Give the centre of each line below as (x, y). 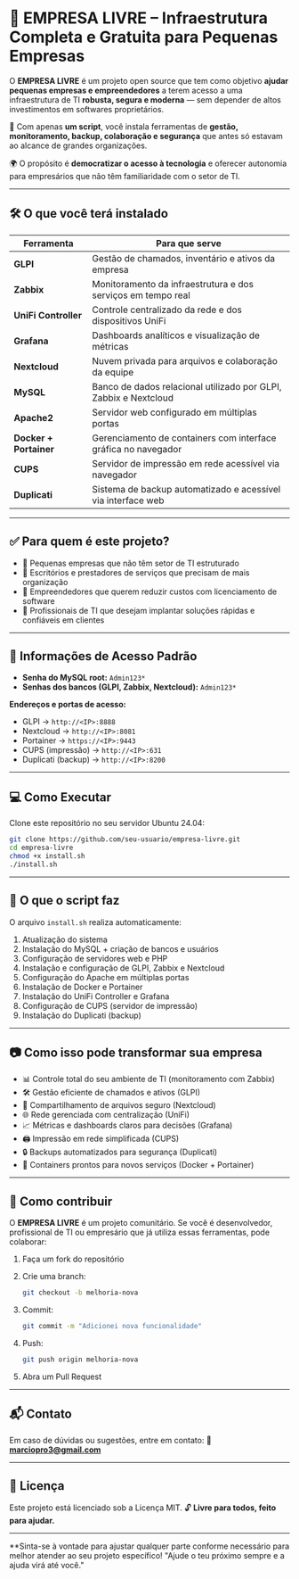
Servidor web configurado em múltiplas (174, 412)
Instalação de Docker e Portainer (82, 987)
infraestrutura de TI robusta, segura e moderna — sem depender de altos (145, 99)
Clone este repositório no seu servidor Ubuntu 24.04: (107, 823)
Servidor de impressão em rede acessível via (186, 463)
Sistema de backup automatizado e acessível (186, 489)
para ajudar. (32, 1521)
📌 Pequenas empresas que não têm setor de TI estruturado (131, 563)
